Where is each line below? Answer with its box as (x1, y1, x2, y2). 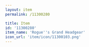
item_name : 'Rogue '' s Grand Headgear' (5, 30, 86, 35)
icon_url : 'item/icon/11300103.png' (5, 35, 81, 40)
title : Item (5, 21, 30, 26)
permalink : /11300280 (5, 12, 50, 17)
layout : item (5, 7, 32, 12)
